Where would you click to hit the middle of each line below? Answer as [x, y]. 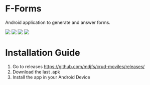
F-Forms [23, 9]
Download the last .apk [36, 72]
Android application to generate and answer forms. [58, 22]
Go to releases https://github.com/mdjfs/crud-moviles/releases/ [79, 66]
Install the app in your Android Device [51, 77]
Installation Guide [43, 53]
